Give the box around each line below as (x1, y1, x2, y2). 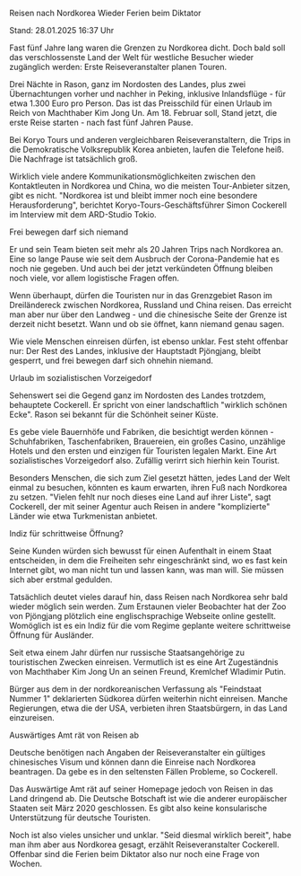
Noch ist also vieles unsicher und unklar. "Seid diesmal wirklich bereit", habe (9, 830, 292, 840)
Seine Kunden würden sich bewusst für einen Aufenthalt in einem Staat (9, 545, 272, 556)
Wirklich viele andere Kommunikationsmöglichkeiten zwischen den (9, 171, 256, 181)
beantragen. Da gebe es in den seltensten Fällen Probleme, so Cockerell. (9, 766, 279, 776)
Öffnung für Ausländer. (9, 630, 94, 641)
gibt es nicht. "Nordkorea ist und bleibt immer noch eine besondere (9, 190, 258, 200)
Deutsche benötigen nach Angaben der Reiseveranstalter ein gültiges (9, 748, 266, 757)
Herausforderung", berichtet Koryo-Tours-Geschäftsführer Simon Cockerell (9, 199, 288, 210)
